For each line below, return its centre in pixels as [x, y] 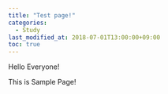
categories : [28, 23]
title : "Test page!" [42, 15]
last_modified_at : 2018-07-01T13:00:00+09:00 [84, 37]
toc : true [24, 45]
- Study [28, 30]
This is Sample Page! [42, 82]
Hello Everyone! [34, 67]
